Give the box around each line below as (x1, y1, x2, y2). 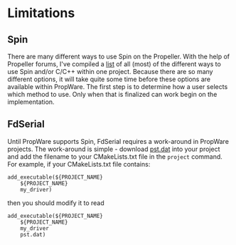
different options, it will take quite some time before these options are (7, 75, 211, 83)
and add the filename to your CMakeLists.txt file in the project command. (7, 152, 222, 161)
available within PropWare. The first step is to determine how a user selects (7, 83, 228, 90)
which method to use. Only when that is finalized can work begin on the (7, 90, 218, 98)
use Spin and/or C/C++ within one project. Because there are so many (7, 68, 213, 75)
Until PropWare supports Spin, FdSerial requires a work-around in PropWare (7, 137, 230, 145)
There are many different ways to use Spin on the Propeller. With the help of (7, 52, 230, 61)
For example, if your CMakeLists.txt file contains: (7, 160, 151, 168)
